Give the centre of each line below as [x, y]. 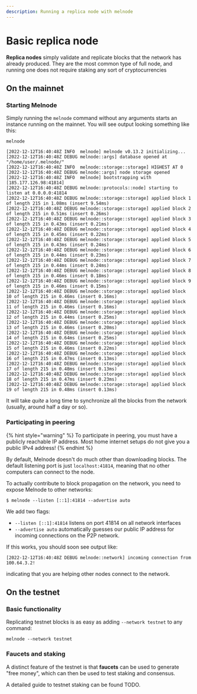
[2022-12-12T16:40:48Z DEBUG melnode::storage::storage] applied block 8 [99, 271]
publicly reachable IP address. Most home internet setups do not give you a [98, 442]
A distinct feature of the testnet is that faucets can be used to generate [93, 667]
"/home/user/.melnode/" [35, 162]
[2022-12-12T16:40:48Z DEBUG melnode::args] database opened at [87, 157]
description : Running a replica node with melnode [70, 12]
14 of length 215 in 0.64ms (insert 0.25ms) [62, 338]
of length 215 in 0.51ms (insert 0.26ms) [58, 214]
